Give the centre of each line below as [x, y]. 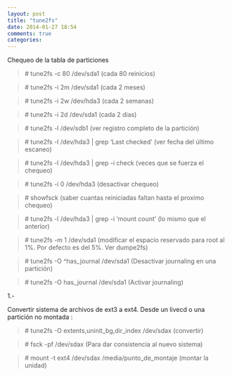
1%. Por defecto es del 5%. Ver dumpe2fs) [86, 248]
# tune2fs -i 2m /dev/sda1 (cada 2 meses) [85, 87]
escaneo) [38, 149]
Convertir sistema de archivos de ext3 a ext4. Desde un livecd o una [106, 310]
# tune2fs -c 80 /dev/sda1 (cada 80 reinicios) [90, 74]
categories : [25, 40]
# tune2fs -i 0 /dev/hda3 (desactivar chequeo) [92, 184]
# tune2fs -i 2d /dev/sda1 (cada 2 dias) [80, 115]
